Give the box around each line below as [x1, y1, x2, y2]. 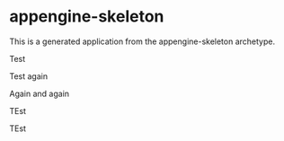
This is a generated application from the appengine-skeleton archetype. [9, 36, 276, 47]
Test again [9, 70, 48, 82]
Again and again [9, 88, 70, 99]
